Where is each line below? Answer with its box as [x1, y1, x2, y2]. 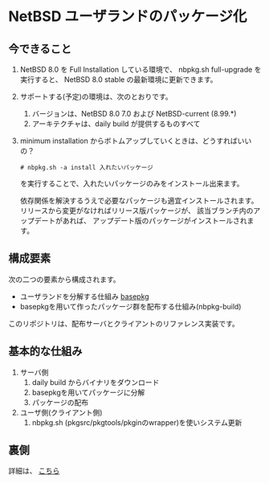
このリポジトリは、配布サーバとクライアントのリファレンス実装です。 [8, 318, 239, 328]
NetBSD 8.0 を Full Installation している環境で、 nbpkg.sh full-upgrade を [19, 65, 262, 74]
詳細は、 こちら [8, 466, 60, 476]
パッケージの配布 [31, 397, 89, 407]
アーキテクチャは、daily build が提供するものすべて [31, 119, 201, 129]
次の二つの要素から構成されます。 [8, 274, 120, 284]
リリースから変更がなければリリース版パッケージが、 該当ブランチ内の [19, 206, 254, 215]
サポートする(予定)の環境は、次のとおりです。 [19, 92, 173, 101]
